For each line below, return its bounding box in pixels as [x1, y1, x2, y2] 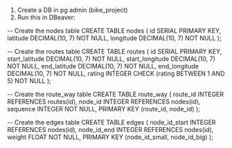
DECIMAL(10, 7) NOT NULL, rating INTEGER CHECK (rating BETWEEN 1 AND [7, 69, 225, 77]
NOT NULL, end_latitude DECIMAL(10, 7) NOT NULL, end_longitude [7, 62, 199, 70]
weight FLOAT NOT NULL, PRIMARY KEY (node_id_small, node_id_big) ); [7, 133, 213, 141]
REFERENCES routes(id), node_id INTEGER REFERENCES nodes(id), [7, 98, 201, 106]
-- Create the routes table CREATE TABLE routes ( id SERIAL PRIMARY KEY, [7, 48, 222, 55]
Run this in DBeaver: [17, 13, 75, 21]
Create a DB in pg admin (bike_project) [17, 6, 128, 14]
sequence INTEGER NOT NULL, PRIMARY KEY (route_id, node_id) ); [7, 105, 201, 113]
